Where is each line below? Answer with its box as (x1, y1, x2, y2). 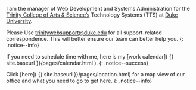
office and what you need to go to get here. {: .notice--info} (6, 77, 153, 84)
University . (6, 18, 33, 24)
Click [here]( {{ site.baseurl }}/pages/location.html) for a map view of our (6, 71, 185, 78)
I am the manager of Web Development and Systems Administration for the (6, 5, 191, 12)
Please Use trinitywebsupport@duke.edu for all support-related (6, 29, 162, 36)
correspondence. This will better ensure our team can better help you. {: (6, 36, 183, 42)
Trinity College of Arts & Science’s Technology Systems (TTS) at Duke (6, 11, 178, 18)
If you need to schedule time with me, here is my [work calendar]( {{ (6, 53, 174, 60)
